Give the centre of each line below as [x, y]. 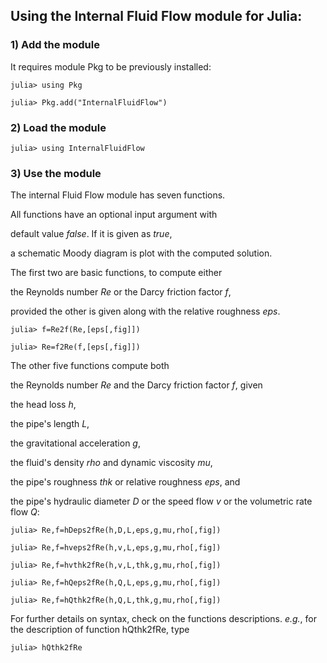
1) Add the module [55, 45]
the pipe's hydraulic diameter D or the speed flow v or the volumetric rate [161, 501]
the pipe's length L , [50, 424]
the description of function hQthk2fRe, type [100, 630]
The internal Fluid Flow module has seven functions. [118, 195]
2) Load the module [58, 127]
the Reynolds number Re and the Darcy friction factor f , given [136, 385]
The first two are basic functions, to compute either [116, 273]
